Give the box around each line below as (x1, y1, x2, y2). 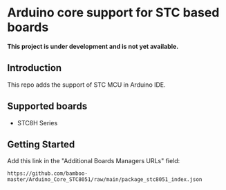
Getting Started (7, 138, 75, 150)
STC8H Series (17, 118, 58, 127)
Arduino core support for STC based (7, 5, 220, 21)
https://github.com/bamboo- (7, 170, 88, 177)
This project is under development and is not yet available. (7, 42, 179, 50)
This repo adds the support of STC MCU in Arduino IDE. (7, 81, 166, 89)
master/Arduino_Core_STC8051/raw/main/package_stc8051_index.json (7, 176, 203, 183)
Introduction (7, 62, 62, 74)
